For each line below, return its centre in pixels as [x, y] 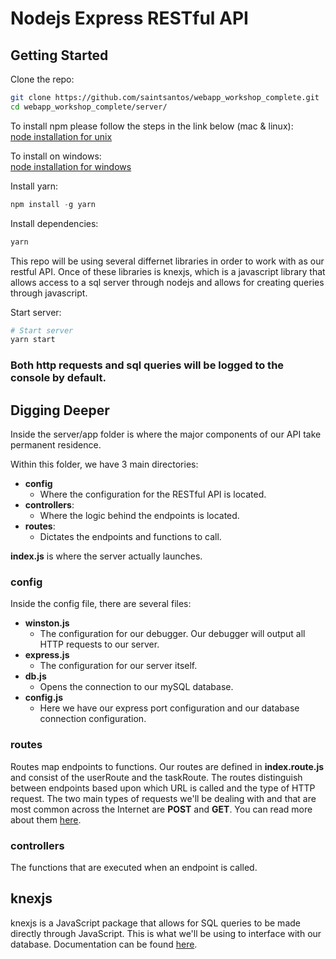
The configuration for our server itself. [118, 666]
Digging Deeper [60, 410]
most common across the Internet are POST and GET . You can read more [161, 809]
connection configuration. [93, 719]
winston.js [47, 623]
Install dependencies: [54, 223]
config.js [43, 698]
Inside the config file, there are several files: [101, 604]
